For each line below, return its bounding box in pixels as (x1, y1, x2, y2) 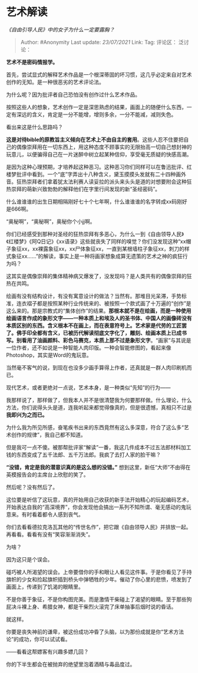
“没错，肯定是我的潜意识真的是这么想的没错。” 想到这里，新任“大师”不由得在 (6, 463, 191, 471)
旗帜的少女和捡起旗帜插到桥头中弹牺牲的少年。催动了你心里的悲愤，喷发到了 (6, 576, 192, 583)
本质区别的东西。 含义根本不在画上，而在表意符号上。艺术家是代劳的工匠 (6, 322, 181, 329)
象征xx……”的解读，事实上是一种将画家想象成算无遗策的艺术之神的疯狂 (11, 252, 183, 260)
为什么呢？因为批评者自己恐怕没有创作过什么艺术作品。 (6, 91, 140, 98)
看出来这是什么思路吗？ (6, 123, 63, 130)
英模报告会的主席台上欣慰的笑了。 (6, 471, 89, 478)
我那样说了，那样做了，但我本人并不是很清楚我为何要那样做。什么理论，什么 (6, 396, 192, 403)
